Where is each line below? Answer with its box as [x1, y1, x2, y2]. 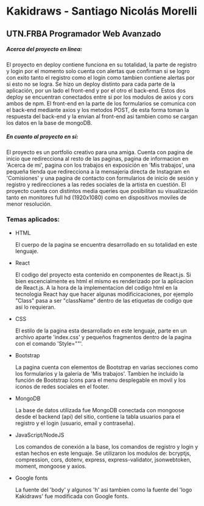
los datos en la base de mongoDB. [6, 119, 93, 126]
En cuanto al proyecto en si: [6, 133, 79, 141]
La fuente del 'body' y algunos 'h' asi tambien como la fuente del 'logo [15, 486, 192, 493]
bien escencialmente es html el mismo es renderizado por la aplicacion [15, 277, 194, 284]
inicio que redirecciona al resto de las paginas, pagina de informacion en [6, 155, 189, 162]
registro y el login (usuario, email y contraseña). [15, 419, 135, 427]
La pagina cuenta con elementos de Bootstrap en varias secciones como [15, 364, 199, 371]
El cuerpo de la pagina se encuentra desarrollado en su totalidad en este [15, 241, 198, 248]
